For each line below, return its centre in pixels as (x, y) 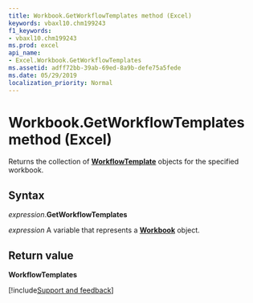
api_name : (25, 53)
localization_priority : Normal (61, 83)
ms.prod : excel (34, 46)
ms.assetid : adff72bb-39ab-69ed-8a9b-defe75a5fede (95, 68)
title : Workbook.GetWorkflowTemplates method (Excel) (100, 16)
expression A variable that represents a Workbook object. (104, 230)
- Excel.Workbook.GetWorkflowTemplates (75, 61)
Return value (41, 255)
